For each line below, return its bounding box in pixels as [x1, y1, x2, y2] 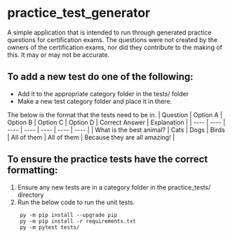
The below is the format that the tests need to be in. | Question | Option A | [7, 110, 223, 119]
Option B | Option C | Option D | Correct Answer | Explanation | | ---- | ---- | [7, 118, 226, 126]
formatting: [7, 164, 58, 176]
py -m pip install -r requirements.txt [20, 218, 137, 225]
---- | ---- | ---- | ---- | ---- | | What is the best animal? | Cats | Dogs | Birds [7, 125, 226, 134]
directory [17, 190, 44, 199]
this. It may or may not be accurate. [7, 51, 110, 59]
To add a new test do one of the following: [7, 71, 194, 83]
